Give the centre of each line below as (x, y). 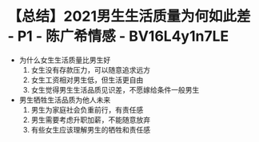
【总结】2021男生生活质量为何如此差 (129, 16)
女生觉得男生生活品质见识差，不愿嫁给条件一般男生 (115, 89)
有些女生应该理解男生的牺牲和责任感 (91, 129)
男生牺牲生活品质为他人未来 (65, 100)
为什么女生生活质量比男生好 (65, 60)
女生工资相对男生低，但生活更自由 (87, 80)
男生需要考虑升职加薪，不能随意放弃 (91, 120)
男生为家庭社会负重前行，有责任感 (87, 109)
